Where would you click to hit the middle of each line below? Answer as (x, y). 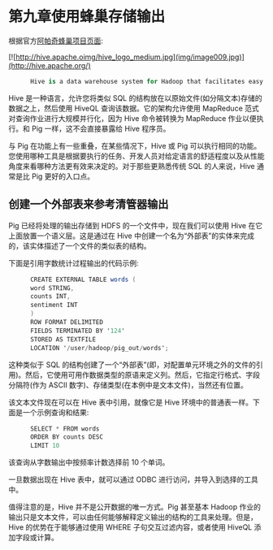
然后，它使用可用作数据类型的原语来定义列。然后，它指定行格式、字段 (143, 375)
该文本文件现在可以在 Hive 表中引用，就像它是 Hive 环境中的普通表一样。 (131, 402)
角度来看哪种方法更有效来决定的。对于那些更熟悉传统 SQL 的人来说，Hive (132, 166)
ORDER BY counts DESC (67, 437)
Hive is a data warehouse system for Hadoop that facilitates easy (147, 81)
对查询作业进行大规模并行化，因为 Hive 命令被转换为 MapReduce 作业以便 (133, 118)
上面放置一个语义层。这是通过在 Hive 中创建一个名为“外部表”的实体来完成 (131, 236)
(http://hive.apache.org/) (50, 65)
